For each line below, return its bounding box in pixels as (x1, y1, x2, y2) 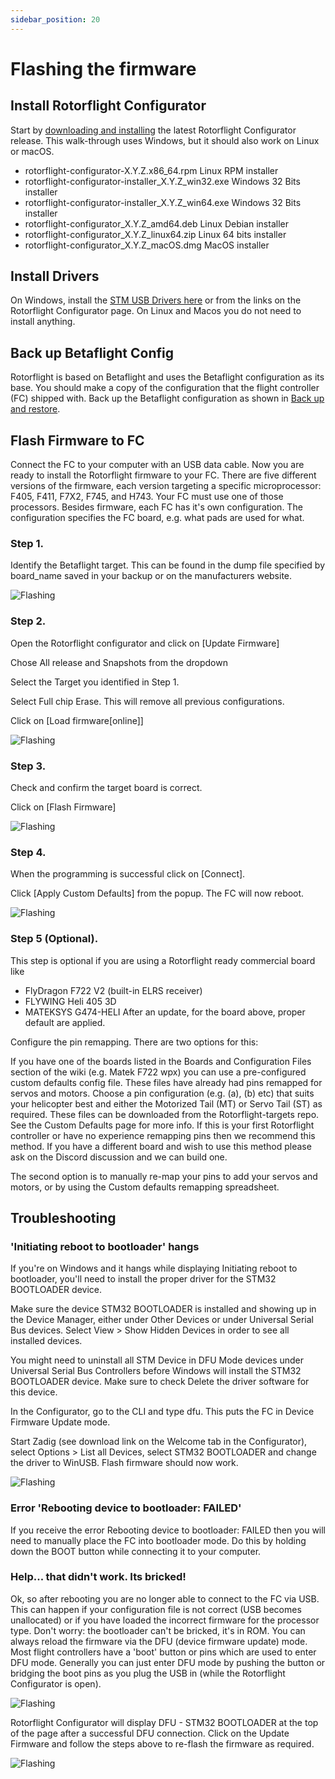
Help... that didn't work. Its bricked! (10, 1570, 187, 1584)
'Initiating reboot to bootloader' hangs (10, 1239, 200, 1253)
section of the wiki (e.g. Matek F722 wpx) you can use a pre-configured (10, 1066, 307, 1078)
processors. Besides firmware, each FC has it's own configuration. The (10, 501, 303, 513)
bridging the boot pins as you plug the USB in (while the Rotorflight (10, 1667, 286, 1679)
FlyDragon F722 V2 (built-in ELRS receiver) (24, 984, 203, 996)
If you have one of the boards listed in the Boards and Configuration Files (10, 1055, 312, 1067)
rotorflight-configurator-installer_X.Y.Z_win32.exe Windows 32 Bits (24, 175, 301, 187)
